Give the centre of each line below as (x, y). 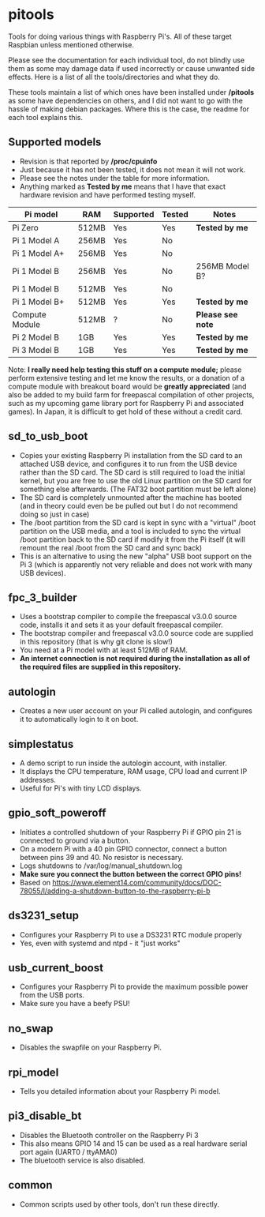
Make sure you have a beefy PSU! (75, 1004)
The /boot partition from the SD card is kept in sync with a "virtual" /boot (138, 522)
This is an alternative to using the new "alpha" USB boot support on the (136, 556)
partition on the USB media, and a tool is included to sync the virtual (130, 531)
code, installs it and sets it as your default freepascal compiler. (121, 625)
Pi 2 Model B (35, 337)
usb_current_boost (56, 968)
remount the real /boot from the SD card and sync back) (111, 547)
